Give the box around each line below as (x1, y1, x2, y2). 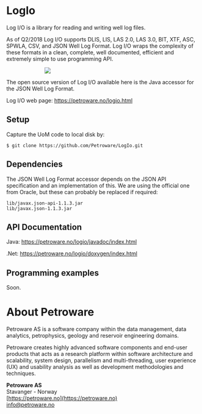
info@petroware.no (6, 401, 55, 409)
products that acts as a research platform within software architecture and (6, 350, 193, 358)
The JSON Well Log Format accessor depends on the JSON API (6, 175, 167, 183)
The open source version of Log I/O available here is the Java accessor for (6, 78, 194, 85)
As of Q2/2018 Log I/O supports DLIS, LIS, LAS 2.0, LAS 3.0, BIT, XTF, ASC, (6, 35, 195, 43)
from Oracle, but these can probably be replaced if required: (6, 188, 158, 195)
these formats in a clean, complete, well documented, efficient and (6, 48, 175, 56)
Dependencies (6, 159, 63, 170)
